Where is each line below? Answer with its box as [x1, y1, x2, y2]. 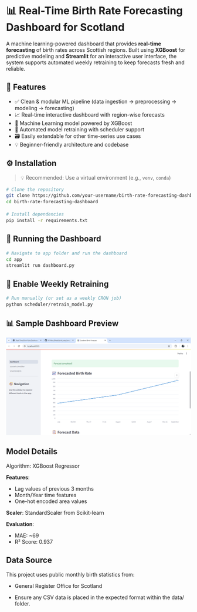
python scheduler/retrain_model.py [6, 301, 93, 307]
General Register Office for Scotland [14, 582, 103, 589]
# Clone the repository [6, 186, 64, 193]
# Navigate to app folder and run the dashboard [6, 250, 127, 256]
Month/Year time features [14, 491, 77, 498]
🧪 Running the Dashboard [6, 234, 101, 244]
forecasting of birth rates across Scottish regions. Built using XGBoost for [6, 46, 186, 53]
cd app [6, 256, 22, 262]
